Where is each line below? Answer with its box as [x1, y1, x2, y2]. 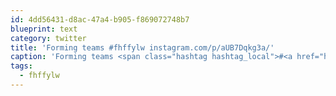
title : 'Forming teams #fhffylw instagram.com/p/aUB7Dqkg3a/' [10, 42, 275, 53]
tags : [10, 61, 33, 71]
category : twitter [10, 33, 87, 43]
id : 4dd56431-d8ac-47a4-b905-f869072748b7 [10, 14, 190, 25]
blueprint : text [10, 24, 78, 34]
